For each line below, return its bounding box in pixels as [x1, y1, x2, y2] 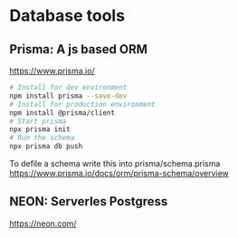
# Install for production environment [9, 100, 156, 109]
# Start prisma [9, 117, 67, 126]
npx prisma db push [9, 142, 83, 151]
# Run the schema [9, 133, 75, 143]
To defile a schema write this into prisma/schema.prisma [9, 158, 221, 168]
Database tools [9, 5, 125, 26]
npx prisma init [9, 125, 71, 134]
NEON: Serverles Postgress [9, 194, 168, 209]
